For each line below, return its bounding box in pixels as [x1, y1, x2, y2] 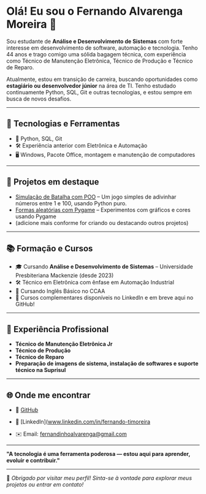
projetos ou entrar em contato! [6, 481, 84, 488]
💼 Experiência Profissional [6, 324, 109, 335]
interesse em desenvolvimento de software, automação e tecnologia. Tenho [6, 44, 198, 51]
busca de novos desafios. [6, 95, 72, 102]
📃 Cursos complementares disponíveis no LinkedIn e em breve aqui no [15, 294, 194, 302]
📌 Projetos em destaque [6, 177, 99, 188]
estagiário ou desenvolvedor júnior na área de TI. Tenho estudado [6, 82, 177, 89]
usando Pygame [15, 213, 56, 220]
